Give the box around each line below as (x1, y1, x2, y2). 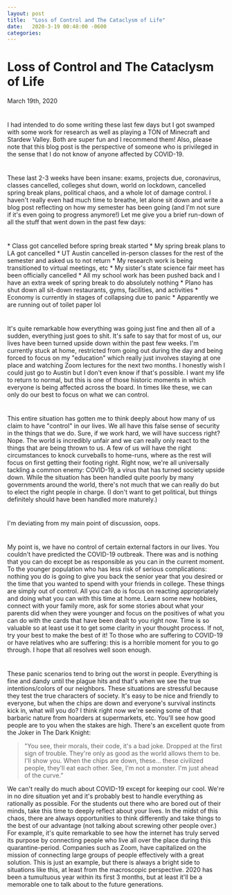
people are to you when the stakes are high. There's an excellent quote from (7, 721, 225, 730)
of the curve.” (24, 771, 64, 779)
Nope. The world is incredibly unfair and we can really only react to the (7, 437, 210, 445)
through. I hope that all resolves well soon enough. (7, 646, 152, 654)
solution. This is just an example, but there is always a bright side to (7, 858, 200, 867)
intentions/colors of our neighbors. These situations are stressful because (7, 685, 218, 693)
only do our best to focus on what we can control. (7, 390, 150, 399)
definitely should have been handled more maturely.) (7, 496, 158, 504)
